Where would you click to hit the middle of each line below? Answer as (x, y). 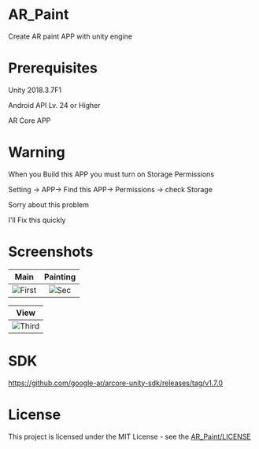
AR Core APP (30, 121)
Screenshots (51, 252)
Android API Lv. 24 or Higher (54, 105)
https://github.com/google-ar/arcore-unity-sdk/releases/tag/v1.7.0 (115, 383)
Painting (60, 276)
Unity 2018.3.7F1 (35, 90)
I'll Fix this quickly (37, 220)
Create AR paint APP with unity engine (70, 36)
